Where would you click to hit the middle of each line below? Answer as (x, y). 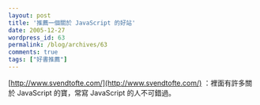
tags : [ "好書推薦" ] (38, 60)
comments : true (33, 52)
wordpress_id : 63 (37, 37)
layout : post (30, 15)
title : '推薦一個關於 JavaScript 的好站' (72, 23)
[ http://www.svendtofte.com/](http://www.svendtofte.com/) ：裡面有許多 (127, 83)
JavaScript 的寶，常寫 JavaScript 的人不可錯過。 (96, 92)
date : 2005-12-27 (37, 30)
